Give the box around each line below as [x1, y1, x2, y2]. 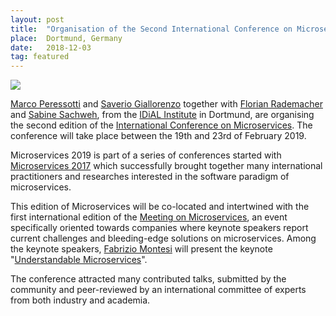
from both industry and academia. [10, 294, 151, 306]
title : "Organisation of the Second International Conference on [10, 24, 293, 34]
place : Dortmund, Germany [10, 33, 123, 43]
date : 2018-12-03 [10, 42, 92, 53]
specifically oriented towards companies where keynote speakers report [10, 222, 309, 234]
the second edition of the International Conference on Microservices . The [10, 119, 313, 131]
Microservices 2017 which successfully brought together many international [10, 160, 323, 172]
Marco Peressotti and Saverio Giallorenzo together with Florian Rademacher [10, 98, 323, 110]
